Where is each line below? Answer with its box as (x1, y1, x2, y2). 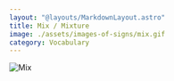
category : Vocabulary (9, 37, 90, 47)
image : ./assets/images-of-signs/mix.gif (9, 29, 166, 38)
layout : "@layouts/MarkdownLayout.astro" (9, 12, 166, 22)
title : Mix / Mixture (9, 21, 90, 30)
